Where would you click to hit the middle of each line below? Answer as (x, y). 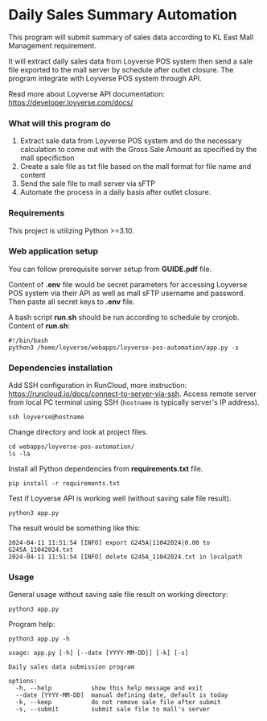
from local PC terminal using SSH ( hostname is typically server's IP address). (134, 402)
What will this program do (60, 123)
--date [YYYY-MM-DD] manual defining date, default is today (122, 695)
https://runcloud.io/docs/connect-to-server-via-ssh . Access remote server (132, 394)
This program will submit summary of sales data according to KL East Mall (131, 37)
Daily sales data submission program (72, 667)
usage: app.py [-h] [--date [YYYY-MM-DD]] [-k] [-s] (99, 653)
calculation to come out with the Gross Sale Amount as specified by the (138, 150)
